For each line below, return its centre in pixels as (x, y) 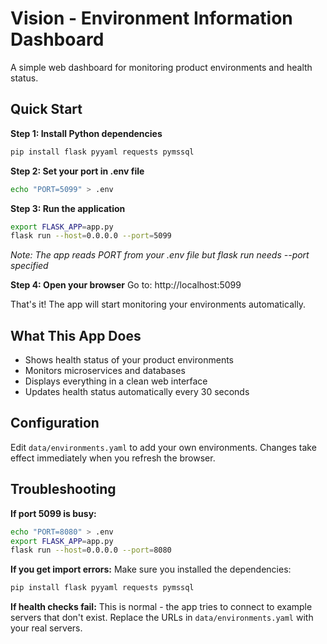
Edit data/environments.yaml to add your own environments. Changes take (163, 447)
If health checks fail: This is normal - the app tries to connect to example (161, 607)
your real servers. (46, 628)
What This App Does (76, 335)
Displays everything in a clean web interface (116, 381)
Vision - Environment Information (151, 18)
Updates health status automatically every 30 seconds (137, 392)
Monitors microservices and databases (105, 371)
